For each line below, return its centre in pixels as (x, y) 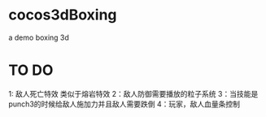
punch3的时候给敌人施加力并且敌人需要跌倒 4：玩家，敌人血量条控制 (124, 104)
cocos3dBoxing (63, 15)
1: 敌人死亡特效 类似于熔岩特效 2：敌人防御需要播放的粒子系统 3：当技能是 (133, 93)
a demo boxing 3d (39, 37)
